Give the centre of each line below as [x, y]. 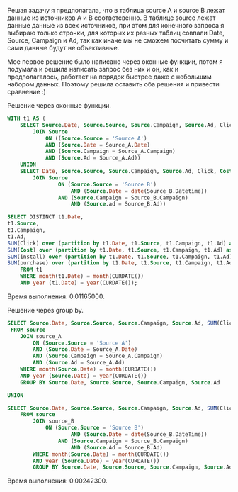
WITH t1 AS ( [27, 118]
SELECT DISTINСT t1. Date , [45, 217]
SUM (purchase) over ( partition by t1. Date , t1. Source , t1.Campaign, [110, 263]
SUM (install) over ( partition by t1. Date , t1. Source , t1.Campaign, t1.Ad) [120, 257]
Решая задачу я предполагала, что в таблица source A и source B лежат [116, 10]
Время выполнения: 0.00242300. [57, 481]
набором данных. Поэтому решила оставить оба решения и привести [113, 84]
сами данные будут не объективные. [63, 48]
